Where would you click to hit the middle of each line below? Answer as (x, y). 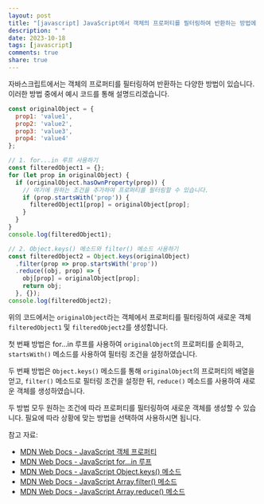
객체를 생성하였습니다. (50, 391)
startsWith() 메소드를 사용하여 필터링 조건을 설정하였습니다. (103, 354)
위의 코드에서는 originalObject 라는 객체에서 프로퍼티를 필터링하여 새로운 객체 (130, 317)
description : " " (37, 30)
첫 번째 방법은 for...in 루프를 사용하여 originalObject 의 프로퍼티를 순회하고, (126, 344)
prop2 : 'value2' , (44, 124)
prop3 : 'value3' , (44, 131)
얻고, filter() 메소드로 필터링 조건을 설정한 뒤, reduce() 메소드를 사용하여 (124, 380)
